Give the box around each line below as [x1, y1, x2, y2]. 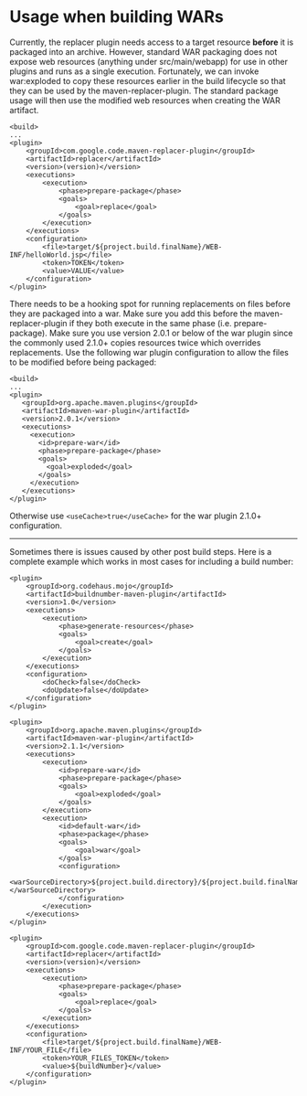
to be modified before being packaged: [9, 356, 157, 367]
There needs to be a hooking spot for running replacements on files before [9, 298, 291, 309]
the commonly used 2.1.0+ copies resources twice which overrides [9, 336, 261, 348]
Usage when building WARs [9, 6, 224, 27]
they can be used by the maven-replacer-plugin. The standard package [9, 85, 279, 96]
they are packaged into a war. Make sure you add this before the [9, 308, 253, 319]
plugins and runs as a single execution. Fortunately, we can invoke [9, 66, 259, 77]
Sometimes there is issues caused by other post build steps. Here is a [9, 546, 272, 557]
